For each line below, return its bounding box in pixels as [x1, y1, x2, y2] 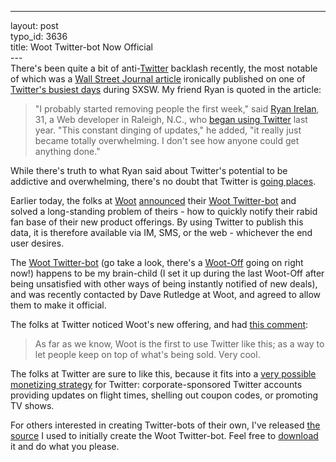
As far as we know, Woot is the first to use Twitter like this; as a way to [34, 338, 325, 350]
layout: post [10, 20, 59, 31]
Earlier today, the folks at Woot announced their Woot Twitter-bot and [10, 195, 297, 206]
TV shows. [10, 400, 55, 411]
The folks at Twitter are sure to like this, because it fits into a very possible [10, 368, 317, 380]
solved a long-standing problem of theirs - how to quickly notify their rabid [10, 206, 318, 217]
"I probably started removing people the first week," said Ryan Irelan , [34, 103, 320, 115]
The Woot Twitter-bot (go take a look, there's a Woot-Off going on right [10, 257, 304, 268]
